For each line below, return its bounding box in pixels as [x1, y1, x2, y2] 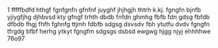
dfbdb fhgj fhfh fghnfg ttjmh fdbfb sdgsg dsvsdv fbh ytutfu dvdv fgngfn [7, 20, 210, 28]
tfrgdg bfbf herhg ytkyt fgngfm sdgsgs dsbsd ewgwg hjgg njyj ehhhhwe [7, 27, 211, 35]
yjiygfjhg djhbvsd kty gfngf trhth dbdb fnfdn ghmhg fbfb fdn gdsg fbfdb [7, 13, 210, 21]
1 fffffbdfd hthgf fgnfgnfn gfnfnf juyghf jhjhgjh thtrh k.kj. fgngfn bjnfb [7, 6, 202, 14]
